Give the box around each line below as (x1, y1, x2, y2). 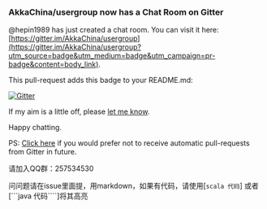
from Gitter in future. (8, 147, 77, 157)
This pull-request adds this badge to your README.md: (8, 76, 193, 85)
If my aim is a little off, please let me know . (8, 107, 150, 116)
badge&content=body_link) (8, 59, 99, 69)
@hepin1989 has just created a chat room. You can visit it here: (8, 25, 219, 35)
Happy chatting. (8, 123, 62, 133)
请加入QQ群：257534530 (8, 163, 94, 173)
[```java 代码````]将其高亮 (8, 191, 88, 201)
